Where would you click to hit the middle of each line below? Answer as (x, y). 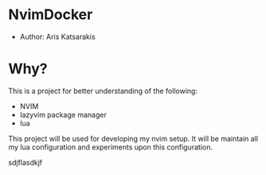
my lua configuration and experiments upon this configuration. (111, 147)
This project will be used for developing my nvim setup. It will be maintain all (133, 138)
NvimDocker (51, 15)
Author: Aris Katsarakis (57, 37)
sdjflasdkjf (25, 162)
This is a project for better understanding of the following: (103, 91)
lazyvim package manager (63, 115)
